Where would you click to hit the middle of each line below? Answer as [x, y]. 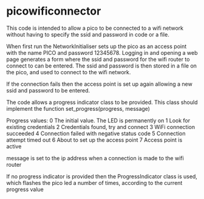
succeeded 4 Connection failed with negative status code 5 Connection [96, 133]
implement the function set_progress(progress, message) [78, 108]
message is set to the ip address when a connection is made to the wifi [95, 158]
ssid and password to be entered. [48, 90]
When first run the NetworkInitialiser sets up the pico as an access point [97, 46]
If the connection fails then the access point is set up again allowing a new [99, 84]
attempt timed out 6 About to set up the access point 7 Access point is [94, 140]
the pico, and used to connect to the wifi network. [69, 72]
